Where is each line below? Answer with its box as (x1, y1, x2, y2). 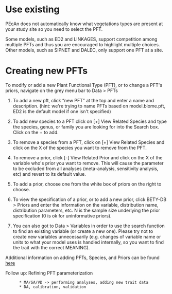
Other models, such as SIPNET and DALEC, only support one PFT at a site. (5, 47, 163, 53)
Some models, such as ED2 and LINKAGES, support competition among (5, 36, 158, 42)
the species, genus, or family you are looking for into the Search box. (12, 123, 160, 130)
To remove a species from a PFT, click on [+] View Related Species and (12, 139, 165, 145)
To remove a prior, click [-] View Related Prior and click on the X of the (12, 154, 163, 160)
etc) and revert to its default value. (12, 171, 87, 177)
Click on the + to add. (12, 129, 59, 135)
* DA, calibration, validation (19, 284, 87, 289)
